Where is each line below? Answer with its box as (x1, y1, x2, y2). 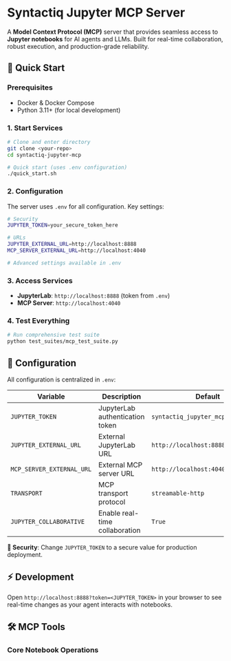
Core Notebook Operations (7, 645, 99, 655)
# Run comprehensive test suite (7, 332, 100, 339)
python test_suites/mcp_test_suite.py (7, 338, 118, 345)
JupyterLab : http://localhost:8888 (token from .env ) (16, 291, 170, 300)
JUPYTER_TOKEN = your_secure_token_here (7, 222, 118, 229)
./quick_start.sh (7, 170, 57, 177)
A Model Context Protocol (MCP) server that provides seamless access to (7, 28, 219, 36)
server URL (98, 469, 135, 478)
